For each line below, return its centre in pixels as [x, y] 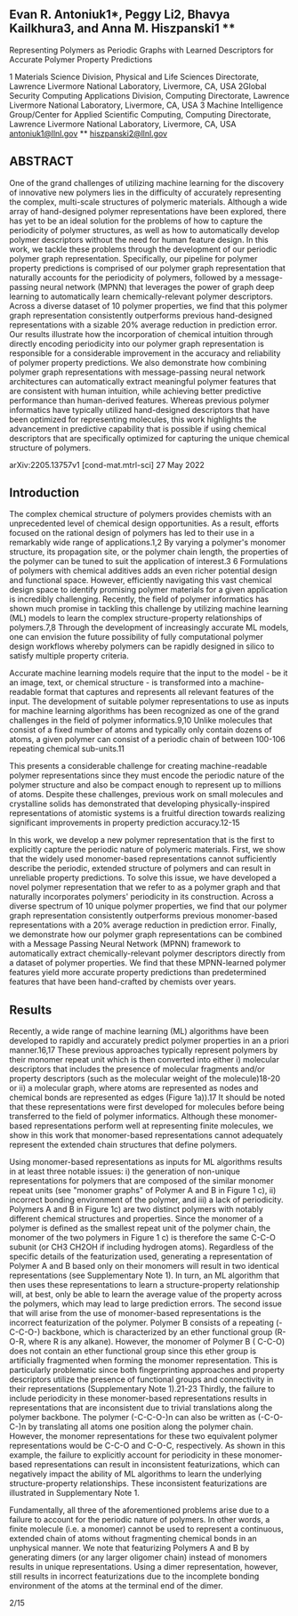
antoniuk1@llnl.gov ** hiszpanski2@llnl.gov [88, 133]
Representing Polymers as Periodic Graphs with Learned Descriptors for [141, 50]
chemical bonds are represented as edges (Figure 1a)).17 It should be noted [147, 1097]
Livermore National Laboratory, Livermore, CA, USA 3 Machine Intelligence [146, 105]
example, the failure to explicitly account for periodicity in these [126, 1455]
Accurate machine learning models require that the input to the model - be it [149, 673]
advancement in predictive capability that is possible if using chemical [138, 428]
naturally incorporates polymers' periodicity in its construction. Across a [141, 897]
